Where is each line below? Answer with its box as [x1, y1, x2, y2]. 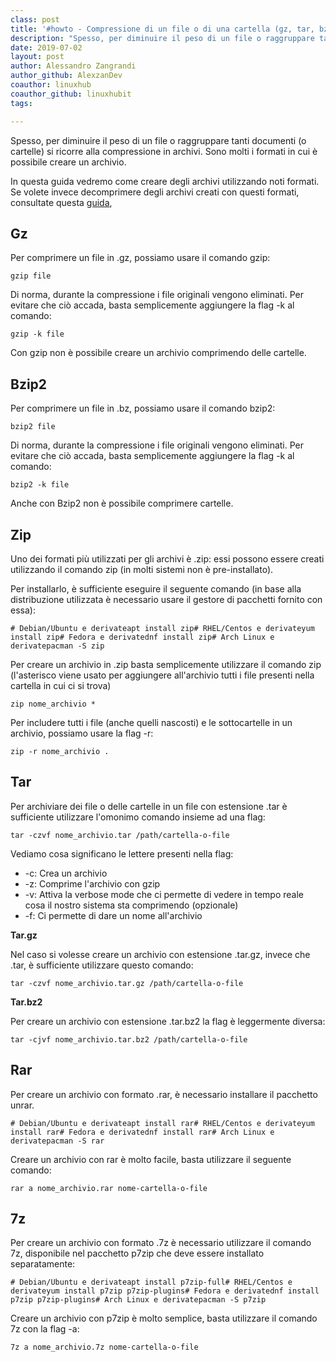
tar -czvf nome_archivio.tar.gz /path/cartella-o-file [10, 978, 244, 988]
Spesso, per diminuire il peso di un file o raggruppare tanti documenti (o [10, 134, 307, 146]
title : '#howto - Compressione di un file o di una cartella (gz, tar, [10, 24, 315, 34]
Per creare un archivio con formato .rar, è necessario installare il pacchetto [10, 1088, 318, 1100]
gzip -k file [10, 329, 65, 340]
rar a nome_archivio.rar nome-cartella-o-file [10, 1183, 208, 1193]
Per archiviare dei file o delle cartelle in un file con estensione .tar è [10, 800, 288, 812]
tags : [10, 98, 33, 108]
